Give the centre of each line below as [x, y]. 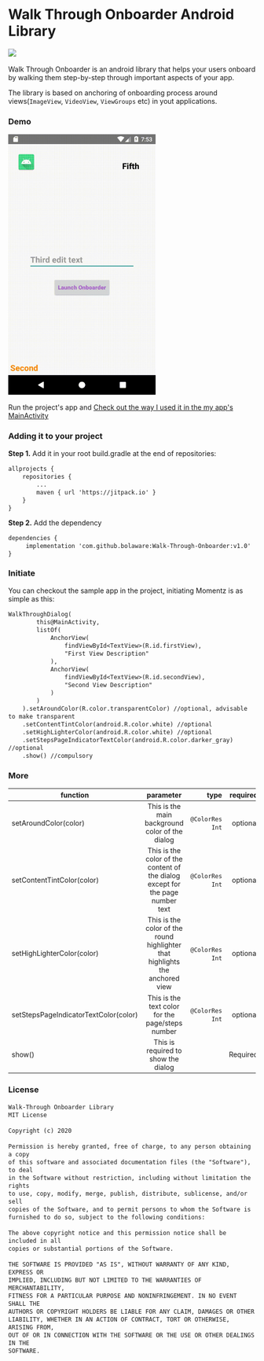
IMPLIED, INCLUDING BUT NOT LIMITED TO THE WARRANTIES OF [105, 1280]
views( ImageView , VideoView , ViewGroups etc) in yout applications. [113, 101]
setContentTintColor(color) [55, 880]
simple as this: [31, 598]
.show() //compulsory [57, 756]
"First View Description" [106, 653]
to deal [21, 1170]
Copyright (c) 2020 [40, 1131]
